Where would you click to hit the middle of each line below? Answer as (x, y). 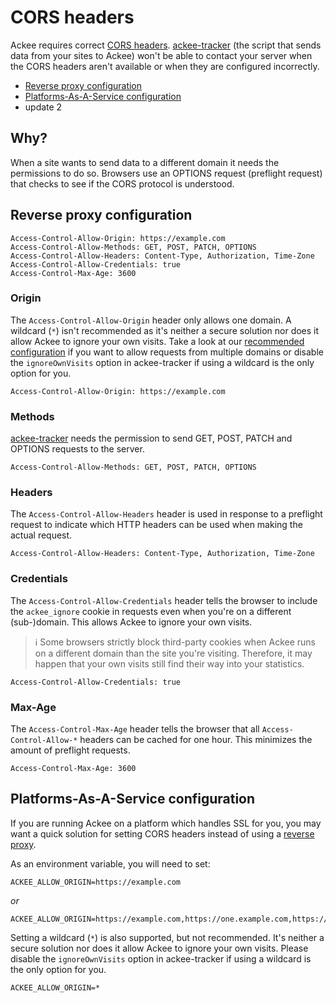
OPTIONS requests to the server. (77, 449)
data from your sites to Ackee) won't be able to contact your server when (161, 55)
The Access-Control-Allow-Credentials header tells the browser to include (164, 600)
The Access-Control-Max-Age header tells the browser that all (135, 729)
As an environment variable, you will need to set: (110, 863)
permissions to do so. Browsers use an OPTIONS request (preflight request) (166, 173)
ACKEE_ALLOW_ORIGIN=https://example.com (96, 882)
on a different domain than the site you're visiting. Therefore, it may (173, 653)
